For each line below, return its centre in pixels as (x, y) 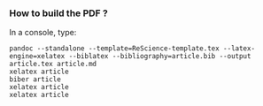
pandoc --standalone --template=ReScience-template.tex (114, 49)
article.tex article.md (53, 64)
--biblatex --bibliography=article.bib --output (160, 57)
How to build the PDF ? (58, 13)
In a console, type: (43, 33)
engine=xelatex (37, 57)
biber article (35, 79)
